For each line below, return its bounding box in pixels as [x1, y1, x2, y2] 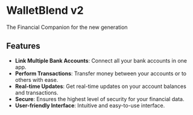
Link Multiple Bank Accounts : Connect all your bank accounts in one [14, 57, 187, 64]
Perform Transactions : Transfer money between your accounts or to [14, 70, 187, 77]
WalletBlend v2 [6, 4, 84, 17]
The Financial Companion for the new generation [6, 23, 128, 31]
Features [6, 41, 40, 51]
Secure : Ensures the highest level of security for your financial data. [14, 95, 185, 102]
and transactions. [14, 89, 59, 96]
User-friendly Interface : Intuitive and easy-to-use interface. [14, 102, 165, 109]
